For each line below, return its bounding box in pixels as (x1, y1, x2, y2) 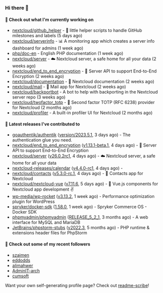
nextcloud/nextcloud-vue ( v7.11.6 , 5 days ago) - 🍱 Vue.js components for (12, 181, 159, 187)
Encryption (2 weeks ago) (12, 73, 64, 79)
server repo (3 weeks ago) (12, 94, 66, 100)
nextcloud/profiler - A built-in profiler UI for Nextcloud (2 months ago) (12, 110, 153, 116)
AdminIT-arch (12, 268, 40, 273)
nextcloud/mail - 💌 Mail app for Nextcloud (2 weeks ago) (12, 84, 126, 90)
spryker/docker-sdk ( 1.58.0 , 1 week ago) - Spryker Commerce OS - (12, 204, 147, 210)
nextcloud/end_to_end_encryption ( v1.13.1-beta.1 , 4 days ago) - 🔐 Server (12, 142, 157, 148)
